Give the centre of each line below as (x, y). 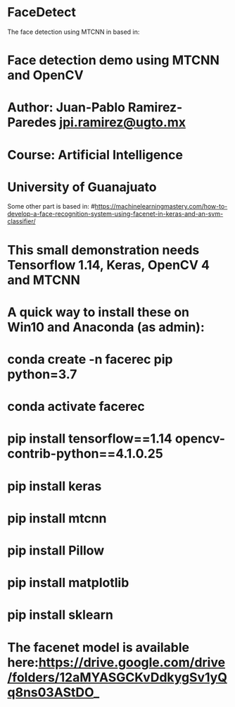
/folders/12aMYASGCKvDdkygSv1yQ (117, 677)
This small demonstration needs (103, 250)
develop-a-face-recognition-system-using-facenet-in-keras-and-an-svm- (115, 214)
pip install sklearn (61, 615)
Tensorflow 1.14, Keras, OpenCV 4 (108, 265)
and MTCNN (44, 280)
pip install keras (55, 486)
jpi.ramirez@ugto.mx (123, 122)
